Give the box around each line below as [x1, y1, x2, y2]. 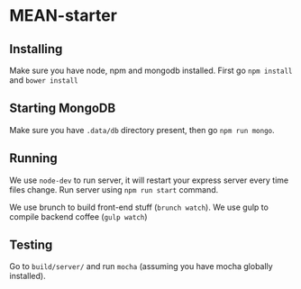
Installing [9, 41, 63, 57]
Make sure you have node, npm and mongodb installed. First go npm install [9, 65, 293, 76]
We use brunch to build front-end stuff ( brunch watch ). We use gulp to [9, 202, 269, 212]
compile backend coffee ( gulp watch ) [9, 211, 148, 221]
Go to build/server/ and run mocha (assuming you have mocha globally [9, 261, 273, 272]
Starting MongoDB [9, 101, 116, 116]
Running [9, 150, 59, 167]
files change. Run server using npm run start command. [9, 184, 219, 194]
